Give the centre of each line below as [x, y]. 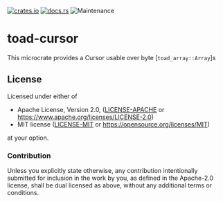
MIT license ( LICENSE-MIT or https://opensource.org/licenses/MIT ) [113, 124]
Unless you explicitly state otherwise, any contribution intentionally [102, 171]
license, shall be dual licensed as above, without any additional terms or [110, 185]
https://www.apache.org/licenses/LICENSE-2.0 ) [86, 117]
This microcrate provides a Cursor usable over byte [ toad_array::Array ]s [111, 57]
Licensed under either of [42, 96]
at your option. [28, 138]
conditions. [23, 193]
